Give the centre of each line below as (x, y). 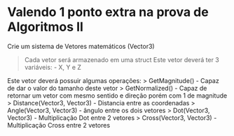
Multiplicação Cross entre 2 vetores (59, 125)
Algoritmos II (46, 27)
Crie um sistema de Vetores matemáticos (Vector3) (81, 46)
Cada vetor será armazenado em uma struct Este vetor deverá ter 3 (122, 59)
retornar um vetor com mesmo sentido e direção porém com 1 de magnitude (117, 96)
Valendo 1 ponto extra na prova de (108, 12)
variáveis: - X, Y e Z (53, 67)
